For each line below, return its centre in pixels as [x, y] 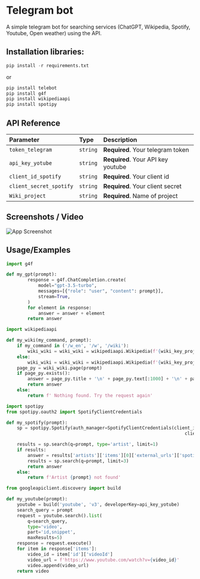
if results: [32, 450]
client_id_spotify [35, 176]
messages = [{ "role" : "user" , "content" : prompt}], [101, 291]
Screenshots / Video [45, 217]
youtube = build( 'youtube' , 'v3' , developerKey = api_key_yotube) [98, 505]
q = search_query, [48, 521]
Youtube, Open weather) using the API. [54, 33]
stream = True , [54, 296]
